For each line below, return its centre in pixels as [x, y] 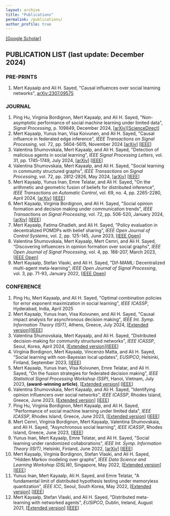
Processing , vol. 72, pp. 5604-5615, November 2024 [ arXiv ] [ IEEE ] [82, 144]
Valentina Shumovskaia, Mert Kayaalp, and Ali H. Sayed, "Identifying [84, 389]
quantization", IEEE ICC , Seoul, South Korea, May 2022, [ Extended [82, 486]
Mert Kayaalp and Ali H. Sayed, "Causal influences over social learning [87, 88]
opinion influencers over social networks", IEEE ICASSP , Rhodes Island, [87, 395]
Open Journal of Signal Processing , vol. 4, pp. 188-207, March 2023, [84, 252]
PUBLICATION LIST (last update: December [75, 54]
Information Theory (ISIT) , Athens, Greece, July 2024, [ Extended [81, 324]
